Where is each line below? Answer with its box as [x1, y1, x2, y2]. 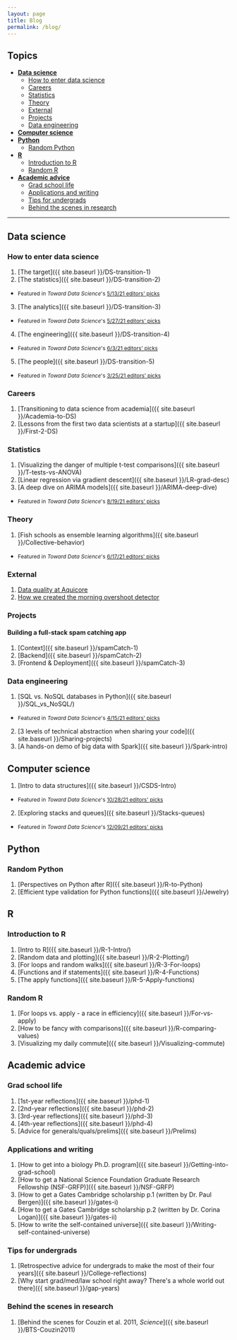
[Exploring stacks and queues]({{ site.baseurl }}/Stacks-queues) [17, 809, 205, 818]
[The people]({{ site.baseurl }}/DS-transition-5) [17, 357, 155, 366]
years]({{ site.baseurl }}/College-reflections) [17, 1269, 147, 1278]
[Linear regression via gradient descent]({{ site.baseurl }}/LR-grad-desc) [17, 476, 230, 484]
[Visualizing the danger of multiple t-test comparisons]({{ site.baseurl [17, 460, 220, 469]
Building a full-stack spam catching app [7, 628, 127, 636]
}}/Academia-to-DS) [17, 412, 77, 421]
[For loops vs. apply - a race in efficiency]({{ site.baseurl [17, 1009, 183, 1017]
